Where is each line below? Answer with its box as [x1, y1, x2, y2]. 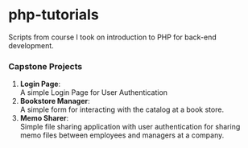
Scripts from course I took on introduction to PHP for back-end [8, 32, 217, 42]
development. [8, 40, 54, 50]
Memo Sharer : [19, 113, 69, 123]
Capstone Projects [8, 60, 83, 72]
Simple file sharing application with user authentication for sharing [19, 122, 241, 132]
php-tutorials [8, 6, 99, 24]
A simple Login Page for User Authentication [19, 88, 167, 97]
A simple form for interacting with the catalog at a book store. [19, 105, 224, 114]
